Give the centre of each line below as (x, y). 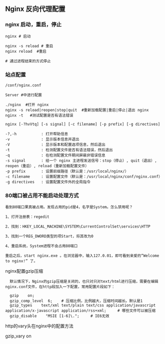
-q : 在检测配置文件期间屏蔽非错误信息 (55, 155)
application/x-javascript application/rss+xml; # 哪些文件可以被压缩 (80, 311)
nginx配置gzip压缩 (24, 271)
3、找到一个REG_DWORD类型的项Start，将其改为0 (49, 237)
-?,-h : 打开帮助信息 (37, 134)
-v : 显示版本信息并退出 (42, 139)
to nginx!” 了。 (21, 261)
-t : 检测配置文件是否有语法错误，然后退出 (59, 150)
